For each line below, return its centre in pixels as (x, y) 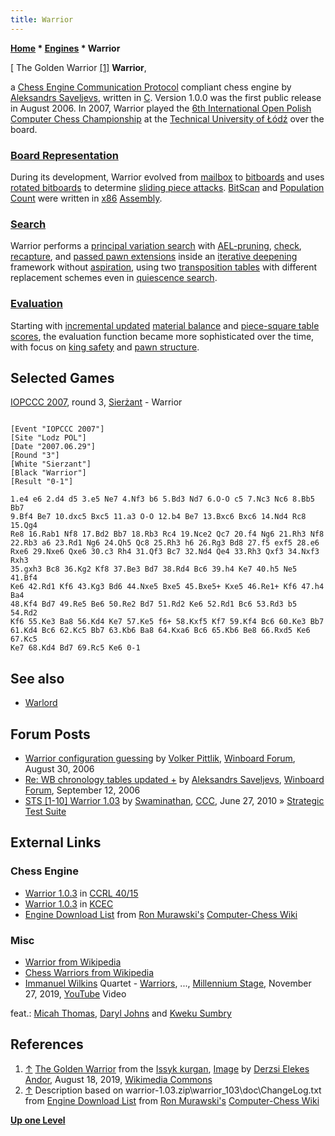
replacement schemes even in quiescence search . (114, 278)
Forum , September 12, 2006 (82, 790)
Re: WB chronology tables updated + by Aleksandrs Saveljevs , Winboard (174, 779)
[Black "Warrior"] (48, 473)
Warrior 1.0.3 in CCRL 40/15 (81, 893)
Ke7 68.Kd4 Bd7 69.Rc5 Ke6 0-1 (75, 648)
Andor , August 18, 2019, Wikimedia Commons (118, 1079)
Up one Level (38, 1120)
